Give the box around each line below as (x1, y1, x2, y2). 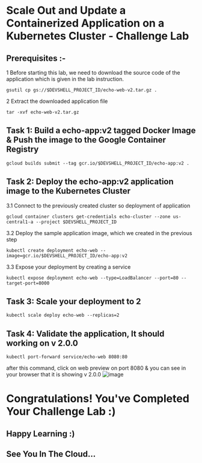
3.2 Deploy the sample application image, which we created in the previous (6, 229, 192, 236)
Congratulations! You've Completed (6, 392, 189, 406)
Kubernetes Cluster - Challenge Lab (6, 29, 189, 43)
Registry (6, 144, 39, 155)
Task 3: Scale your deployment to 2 (6, 296, 141, 307)
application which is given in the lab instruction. (6, 76, 124, 82)
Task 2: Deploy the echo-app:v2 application (6, 177, 174, 187)
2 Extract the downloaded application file (6, 97, 108, 105)
